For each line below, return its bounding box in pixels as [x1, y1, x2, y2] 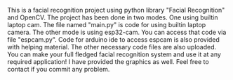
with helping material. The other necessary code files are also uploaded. [7, 43, 217, 51]
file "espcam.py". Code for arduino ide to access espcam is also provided [7, 35, 220, 44]
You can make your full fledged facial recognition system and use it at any [7, 50, 221, 58]
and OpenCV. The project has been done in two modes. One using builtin [7, 13, 218, 22]
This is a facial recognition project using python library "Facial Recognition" [7, 6, 225, 14]
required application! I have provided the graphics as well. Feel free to [7, 58, 209, 65]
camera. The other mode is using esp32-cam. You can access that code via [7, 28, 227, 36]
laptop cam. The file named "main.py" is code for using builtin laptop [7, 21, 206, 29]
